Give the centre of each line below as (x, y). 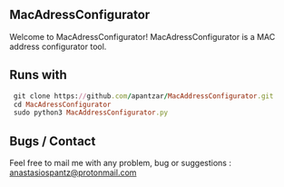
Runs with (39, 75)
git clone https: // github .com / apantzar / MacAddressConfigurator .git (143, 96)
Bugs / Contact (53, 141)
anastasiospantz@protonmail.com (73, 172)
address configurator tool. (58, 46)
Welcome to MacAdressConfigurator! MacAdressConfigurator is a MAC (142, 36)
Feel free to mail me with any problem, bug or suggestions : (120, 163)
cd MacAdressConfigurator (62, 104)
